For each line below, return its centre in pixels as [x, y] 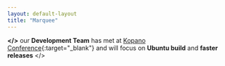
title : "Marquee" [33, 20]
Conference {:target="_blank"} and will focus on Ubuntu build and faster [113, 48]
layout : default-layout [42, 14]
